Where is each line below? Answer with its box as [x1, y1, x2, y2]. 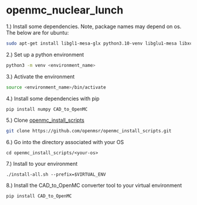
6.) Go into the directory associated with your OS [6, 139, 124, 146]
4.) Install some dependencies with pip [6, 95, 100, 102]
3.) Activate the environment [6, 73, 75, 80]
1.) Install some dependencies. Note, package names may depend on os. [6, 23, 182, 30]
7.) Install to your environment [6, 160, 78, 168]
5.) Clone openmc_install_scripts [6, 117, 85, 124]
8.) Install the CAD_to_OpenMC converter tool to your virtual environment [6, 182, 182, 189]
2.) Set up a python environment [6, 51, 84, 58]
